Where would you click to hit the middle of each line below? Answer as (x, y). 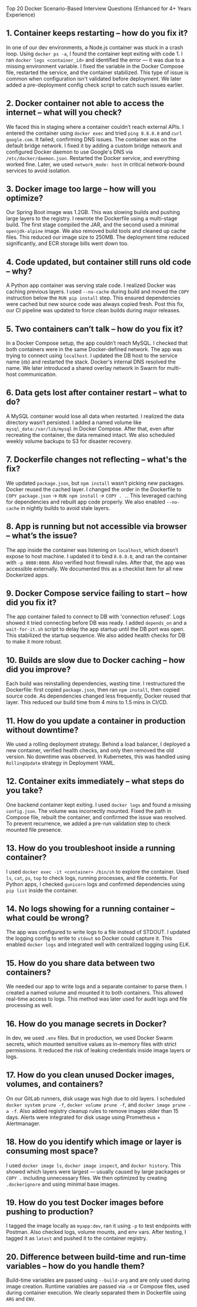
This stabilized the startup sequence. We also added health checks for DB (96, 635)
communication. (38, 374)
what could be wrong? (48, 918)
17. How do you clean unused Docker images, (90, 1075)
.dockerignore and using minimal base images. (63, 1184)
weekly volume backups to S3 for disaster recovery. (69, 441)
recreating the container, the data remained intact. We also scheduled (91, 435)
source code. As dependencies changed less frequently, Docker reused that (98, 696)
